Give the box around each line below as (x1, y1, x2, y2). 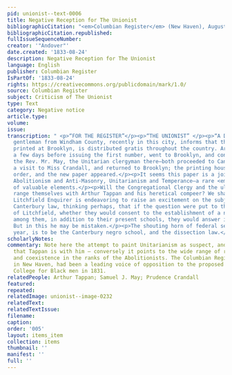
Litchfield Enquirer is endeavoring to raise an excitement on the (13, 196, 212, 204)
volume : (7, 119, 30, 127)
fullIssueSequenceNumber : (7, 36, 81, 43)
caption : (7, 319, 32, 326)
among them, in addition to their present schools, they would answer (13, 216, 221, 223)
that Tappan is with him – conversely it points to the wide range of (13, 248, 221, 255)
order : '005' (7, 325, 45, 332)
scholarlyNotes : (7, 235, 54, 242)
